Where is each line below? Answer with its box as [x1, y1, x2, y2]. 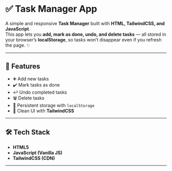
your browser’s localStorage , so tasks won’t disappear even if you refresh [5, 36, 162, 42]
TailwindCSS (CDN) [12, 155, 55, 161]
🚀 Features [5, 62, 40, 71]
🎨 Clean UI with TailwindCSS [12, 108, 74, 114]
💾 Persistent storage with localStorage [12, 102, 95, 108]
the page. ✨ [5, 42, 31, 48]
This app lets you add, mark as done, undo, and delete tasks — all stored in [5, 31, 166, 37]
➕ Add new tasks [12, 75, 49, 82]
